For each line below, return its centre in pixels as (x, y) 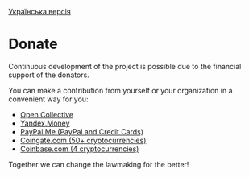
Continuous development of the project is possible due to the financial (125, 66)
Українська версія (39, 12)
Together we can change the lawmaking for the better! (99, 164)
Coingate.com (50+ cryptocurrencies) (83, 140)
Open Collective (47, 114)
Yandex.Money (45, 123)
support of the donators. (49, 75)
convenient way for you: (48, 99)
